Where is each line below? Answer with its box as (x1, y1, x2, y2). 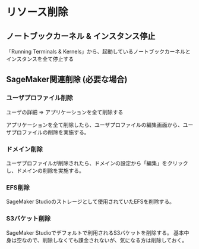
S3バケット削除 (6, 214, 51, 223)
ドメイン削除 (6, 145, 43, 153)
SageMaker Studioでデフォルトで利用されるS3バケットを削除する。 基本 (6, 229, 184, 236)
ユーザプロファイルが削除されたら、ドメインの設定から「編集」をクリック (6, 159, 188, 167)
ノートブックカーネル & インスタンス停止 (6, 31, 156, 41)
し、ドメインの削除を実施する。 (6, 167, 84, 174)
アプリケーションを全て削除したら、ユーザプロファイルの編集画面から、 (6, 121, 183, 128)
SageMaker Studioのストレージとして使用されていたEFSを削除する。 (6, 198, 175, 206)
